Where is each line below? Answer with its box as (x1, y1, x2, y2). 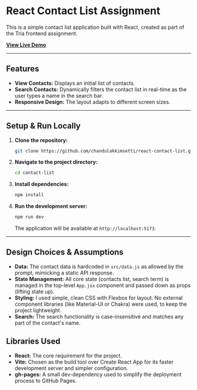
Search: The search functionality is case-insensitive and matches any (14, 313, 184, 320)
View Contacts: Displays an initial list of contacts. (14, 80, 135, 87)
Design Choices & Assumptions (6, 247, 124, 257)
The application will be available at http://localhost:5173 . (14, 225, 157, 232)
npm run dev (14, 214, 44, 220)
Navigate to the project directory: (14, 158, 98, 166)
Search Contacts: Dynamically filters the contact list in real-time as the (14, 85, 187, 92)
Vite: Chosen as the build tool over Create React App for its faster (14, 358, 174, 365)
